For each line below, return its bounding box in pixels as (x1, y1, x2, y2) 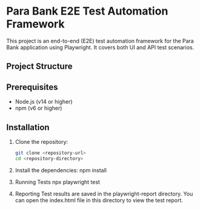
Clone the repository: (15, 138, 68, 145)
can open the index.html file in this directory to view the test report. (15, 196, 184, 204)
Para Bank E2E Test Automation (6, 4, 168, 18)
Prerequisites (6, 82, 58, 92)
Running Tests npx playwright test (15, 178, 100, 186)
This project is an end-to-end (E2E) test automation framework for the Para (6, 37, 194, 44)
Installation (6, 122, 50, 132)
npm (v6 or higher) (15, 104, 62, 112)
